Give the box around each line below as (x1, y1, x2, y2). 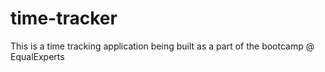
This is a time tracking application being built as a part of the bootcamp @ (10, 40, 315, 52)
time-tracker (10, 7, 118, 30)
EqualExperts (10, 50, 65, 62)
